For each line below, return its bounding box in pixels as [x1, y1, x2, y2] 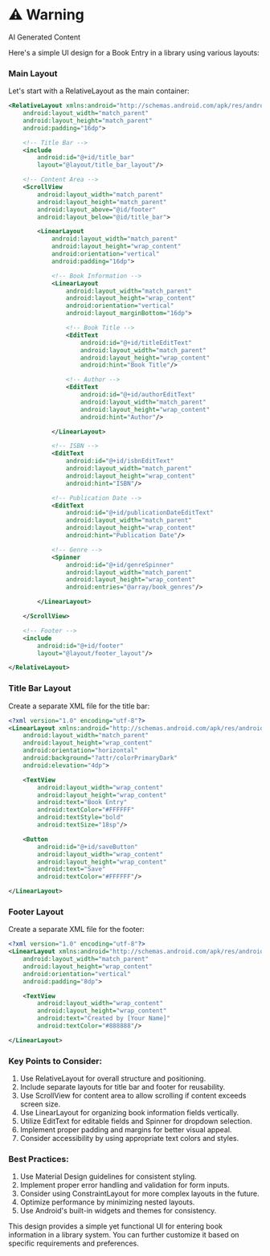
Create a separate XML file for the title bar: [8, 701, 150, 711]
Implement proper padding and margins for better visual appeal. [19, 1125, 232, 1135]
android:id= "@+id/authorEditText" [80, 391, 196, 399]
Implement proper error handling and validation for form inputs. [19, 1180, 230, 1190]
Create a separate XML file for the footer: [8, 925, 145, 934]
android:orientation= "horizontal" [22, 746, 138, 755]
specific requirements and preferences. [8, 1238, 139, 1248]
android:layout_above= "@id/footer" [37, 205, 157, 214]
